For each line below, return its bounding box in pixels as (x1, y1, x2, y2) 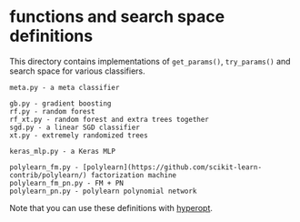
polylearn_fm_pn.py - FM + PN (9, 178, 125, 187)
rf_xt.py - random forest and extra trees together (9, 115, 209, 124)
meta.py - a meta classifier (9, 83, 120, 92)
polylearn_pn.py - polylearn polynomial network (9, 187, 197, 196)
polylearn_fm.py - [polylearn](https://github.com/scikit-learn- (9, 162, 262, 172)
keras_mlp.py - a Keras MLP (9, 146, 116, 156)
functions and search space (9, 6, 225, 27)
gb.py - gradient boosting (9, 98, 112, 108)
